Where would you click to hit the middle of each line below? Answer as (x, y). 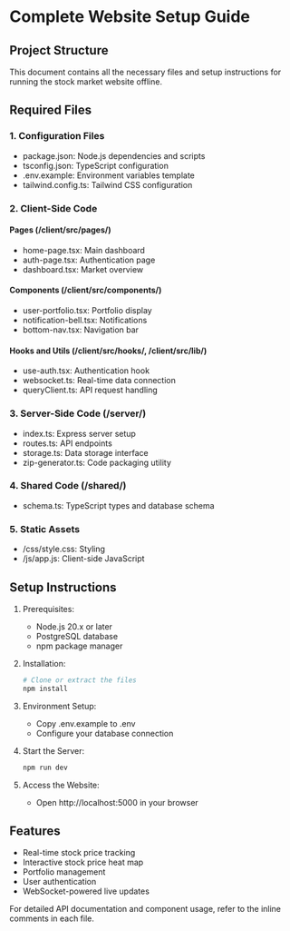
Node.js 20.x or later (74, 626)
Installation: (44, 663)
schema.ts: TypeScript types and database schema (118, 505)
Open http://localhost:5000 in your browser (117, 802)
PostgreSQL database (77, 636)
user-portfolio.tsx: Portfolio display (87, 311)
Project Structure (59, 50)
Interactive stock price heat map (83, 862)
